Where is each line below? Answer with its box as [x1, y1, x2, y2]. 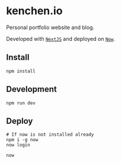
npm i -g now [6, 137, 39, 143]
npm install [6, 68, 36, 74]
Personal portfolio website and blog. [6, 24, 95, 31]
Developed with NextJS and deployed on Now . [6, 35, 116, 42]
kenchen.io [6, 4, 63, 18]
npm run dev [6, 100, 36, 106]
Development [6, 84, 58, 94]
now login [6, 142, 31, 148]
